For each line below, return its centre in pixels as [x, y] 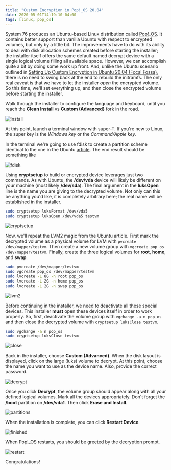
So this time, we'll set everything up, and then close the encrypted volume [83, 88]
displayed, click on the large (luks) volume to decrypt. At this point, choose [84, 361]
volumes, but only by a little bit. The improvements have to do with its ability [85, 45]
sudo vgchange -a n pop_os [34, 331]
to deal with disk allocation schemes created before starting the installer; [82, 50]
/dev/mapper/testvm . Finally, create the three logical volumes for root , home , [86, 252]
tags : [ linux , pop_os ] [29, 19]
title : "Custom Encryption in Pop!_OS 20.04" [54, 10]
